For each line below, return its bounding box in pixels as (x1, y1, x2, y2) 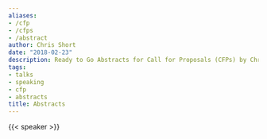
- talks (8, 71, 34, 79)
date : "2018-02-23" (8, 48, 73, 56)
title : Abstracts (8, 100, 66, 108)
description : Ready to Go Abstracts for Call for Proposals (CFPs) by (8, 56, 247, 64)
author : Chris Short (8, 41, 77, 49)
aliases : (8, 11, 37, 20)
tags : (8, 64, 26, 71)
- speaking (8, 78, 44, 86)
